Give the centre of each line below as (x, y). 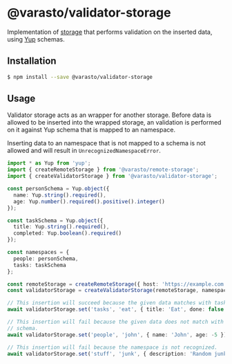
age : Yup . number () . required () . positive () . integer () (89, 201)
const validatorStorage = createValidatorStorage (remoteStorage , (103, 291)
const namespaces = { (38, 253)
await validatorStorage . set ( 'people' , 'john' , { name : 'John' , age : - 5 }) (117, 335)
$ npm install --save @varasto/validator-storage (80, 77)
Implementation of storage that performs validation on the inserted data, (110, 32)
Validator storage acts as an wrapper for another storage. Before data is (109, 115)
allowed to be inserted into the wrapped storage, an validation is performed (114, 122)
